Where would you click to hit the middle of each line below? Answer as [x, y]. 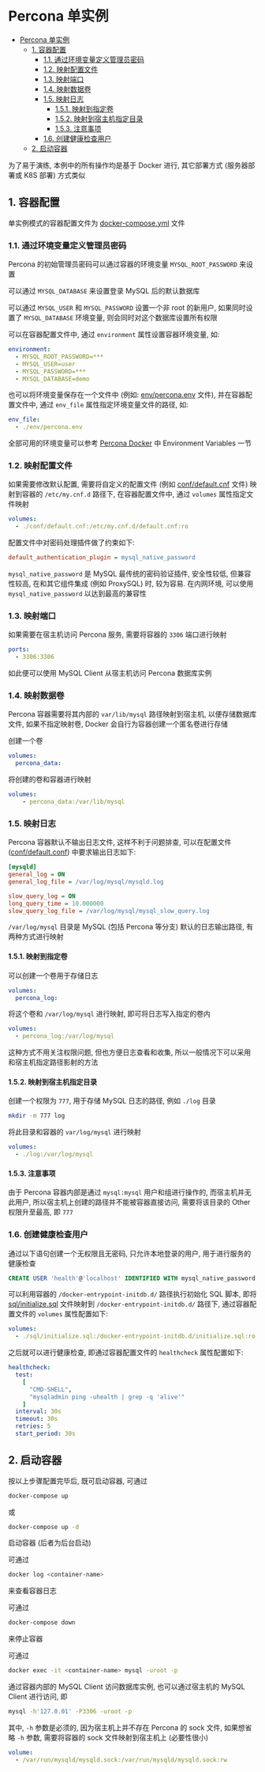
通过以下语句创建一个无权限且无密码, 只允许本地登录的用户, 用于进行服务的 [129, 1253]
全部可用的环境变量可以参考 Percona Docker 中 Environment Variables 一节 [130, 443]
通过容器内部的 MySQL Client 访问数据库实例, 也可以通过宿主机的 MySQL [127, 1687]
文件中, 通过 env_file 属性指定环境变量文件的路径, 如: [102, 405]
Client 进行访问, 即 [38, 1697]
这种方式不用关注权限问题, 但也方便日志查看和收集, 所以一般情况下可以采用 [129, 1052]
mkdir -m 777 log [37, 1116]
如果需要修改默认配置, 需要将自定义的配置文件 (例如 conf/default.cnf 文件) [128, 484]
